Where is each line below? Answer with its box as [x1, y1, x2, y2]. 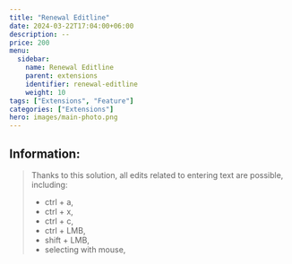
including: [30, 179, 68, 190]
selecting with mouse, [44, 243, 126, 255]
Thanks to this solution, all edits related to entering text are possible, [30, 169, 284, 180]
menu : [9, 47, 30, 55]
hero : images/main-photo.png [9, 113, 118, 122]
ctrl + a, [44, 196, 74, 207]
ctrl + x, [44, 206, 73, 217]
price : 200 [9, 38, 50, 47]
